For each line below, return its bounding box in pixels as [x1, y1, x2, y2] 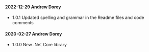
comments [12, 20, 34, 26]
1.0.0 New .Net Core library [12, 42, 67, 48]
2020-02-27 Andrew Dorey [5, 31, 62, 36]
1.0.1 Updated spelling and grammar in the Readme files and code [12, 15, 145, 20]
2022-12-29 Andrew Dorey [5, 4, 61, 10]
